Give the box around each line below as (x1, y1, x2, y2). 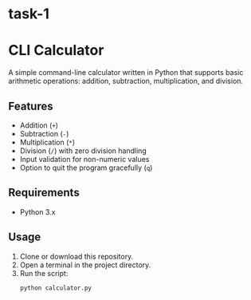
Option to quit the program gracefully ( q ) (19, 163, 153, 172)
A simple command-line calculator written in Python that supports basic (8, 68, 244, 77)
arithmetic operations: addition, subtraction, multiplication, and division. (8, 77, 244, 86)
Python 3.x (19, 207, 56, 216)
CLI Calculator (8, 41, 104, 60)
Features (8, 99, 53, 112)
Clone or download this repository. (19, 251, 134, 261)
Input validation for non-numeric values (19, 154, 150, 164)
